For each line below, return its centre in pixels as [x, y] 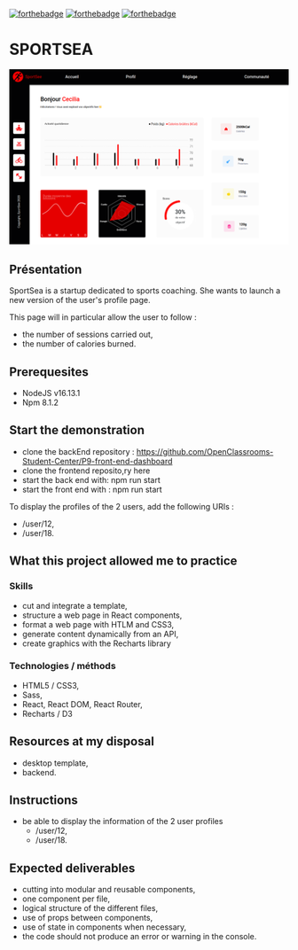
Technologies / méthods [63, 666]
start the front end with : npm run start [92, 489]
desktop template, [55, 763]
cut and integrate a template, [74, 605]
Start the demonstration [77, 430]
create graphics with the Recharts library [96, 643]
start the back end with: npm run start [91, 479]
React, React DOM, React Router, [82, 704]
